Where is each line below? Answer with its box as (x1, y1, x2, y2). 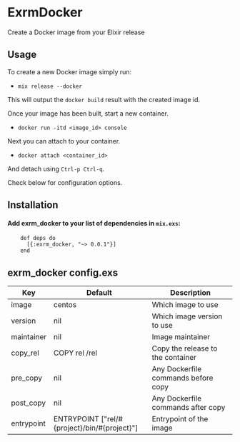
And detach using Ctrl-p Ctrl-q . (7, 164, 105, 173)
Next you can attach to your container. (7, 136, 121, 145)
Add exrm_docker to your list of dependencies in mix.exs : (7, 219, 181, 227)
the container (151, 353, 197, 363)
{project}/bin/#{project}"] (53, 423, 139, 433)
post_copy (11, 398, 46, 408)
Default (86, 288, 112, 298)
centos (53, 300, 77, 310)
